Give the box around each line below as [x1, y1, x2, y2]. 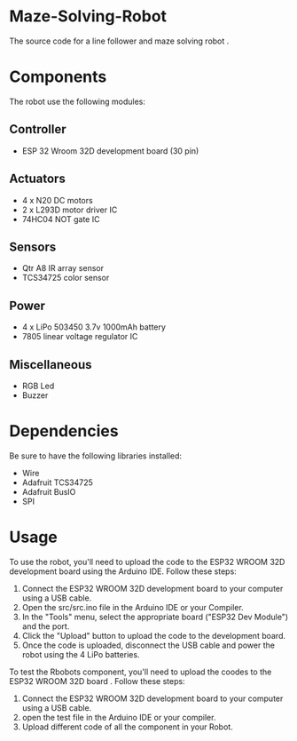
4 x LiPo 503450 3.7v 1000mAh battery [21, 322, 167, 332]
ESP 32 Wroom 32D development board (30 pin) [21, 145, 199, 156]
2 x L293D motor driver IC [21, 204, 118, 215]
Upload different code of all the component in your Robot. [21, 721, 233, 732]
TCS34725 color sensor [21, 273, 110, 283]
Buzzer [21, 389, 49, 401]
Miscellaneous [9, 357, 92, 372]
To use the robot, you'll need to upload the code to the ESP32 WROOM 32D [9, 556, 285, 567]
